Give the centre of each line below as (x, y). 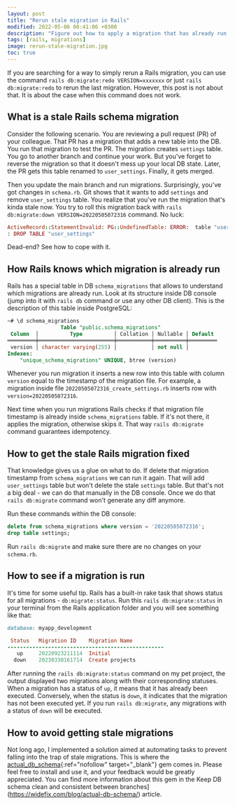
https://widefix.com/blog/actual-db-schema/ (74, 794)
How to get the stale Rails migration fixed (99, 453)
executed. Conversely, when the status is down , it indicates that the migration (117, 696)
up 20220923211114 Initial (64, 654)
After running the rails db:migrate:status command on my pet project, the (116, 673)
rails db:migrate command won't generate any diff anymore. (96, 500)
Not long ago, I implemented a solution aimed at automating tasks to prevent (117, 749)
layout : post (26, 14)
